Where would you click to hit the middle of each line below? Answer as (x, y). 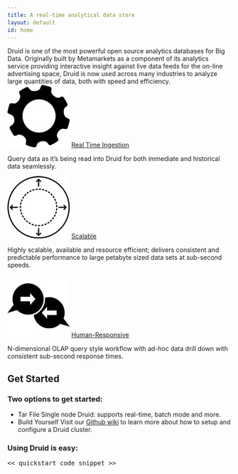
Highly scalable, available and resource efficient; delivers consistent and (113, 250)
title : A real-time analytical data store (71, 15)
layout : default (31, 22)
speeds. (19, 265)
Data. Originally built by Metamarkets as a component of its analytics (108, 59)
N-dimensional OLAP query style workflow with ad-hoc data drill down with (118, 349)
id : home (20, 30)
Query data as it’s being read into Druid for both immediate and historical (114, 159)
